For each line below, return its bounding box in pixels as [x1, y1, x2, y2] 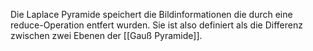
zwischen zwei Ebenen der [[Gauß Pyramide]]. [10, 30, 203, 41]
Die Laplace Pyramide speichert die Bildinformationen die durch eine [10, 9, 293, 20]
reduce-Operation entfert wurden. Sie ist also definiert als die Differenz [10, 19, 303, 31]
